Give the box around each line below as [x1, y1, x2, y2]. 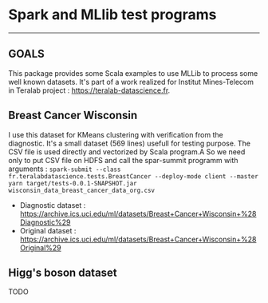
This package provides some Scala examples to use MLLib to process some [8, 68, 258, 78]
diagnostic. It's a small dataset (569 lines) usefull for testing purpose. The [8, 138, 251, 148]
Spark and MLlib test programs [8, 6, 217, 24]
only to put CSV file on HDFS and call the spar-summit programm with [8, 155, 238, 165]
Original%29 [19, 242, 61, 253]
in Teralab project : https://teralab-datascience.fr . [8, 86, 171, 95]
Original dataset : [19, 225, 77, 235]
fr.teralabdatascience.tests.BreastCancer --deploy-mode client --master [8, 172, 259, 181]
